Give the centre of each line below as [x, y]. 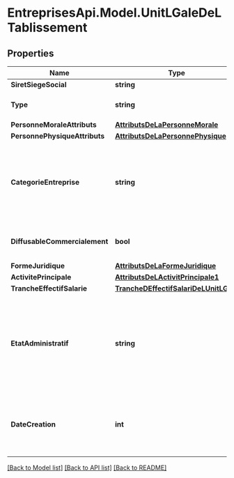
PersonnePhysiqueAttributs [58, 136]
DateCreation [33, 424]
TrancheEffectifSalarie [49, 288]
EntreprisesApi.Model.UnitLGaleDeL [115, 13]
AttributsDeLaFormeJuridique [165, 266]
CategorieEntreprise [45, 182]
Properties [31, 53]
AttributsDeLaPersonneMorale [166, 125]
